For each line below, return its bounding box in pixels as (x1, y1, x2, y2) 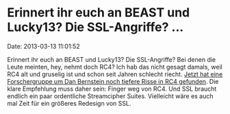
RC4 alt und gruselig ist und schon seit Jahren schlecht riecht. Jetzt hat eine (7, 70, 223, 78)
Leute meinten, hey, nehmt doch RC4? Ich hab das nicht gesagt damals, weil (7, 62, 222, 71)
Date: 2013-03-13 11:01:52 (7, 42, 80, 50)
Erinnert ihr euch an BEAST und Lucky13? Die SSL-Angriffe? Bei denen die (7, 55, 216, 63)
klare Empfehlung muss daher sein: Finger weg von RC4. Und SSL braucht (7, 84, 217, 93)
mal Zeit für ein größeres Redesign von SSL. (7, 99, 131, 107)
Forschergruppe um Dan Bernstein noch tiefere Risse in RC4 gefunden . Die (7, 77, 219, 85)
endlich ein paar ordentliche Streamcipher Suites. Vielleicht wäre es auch (7, 91, 214, 100)
